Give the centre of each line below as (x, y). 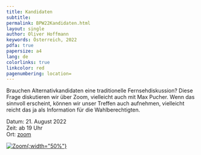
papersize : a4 (24, 51)
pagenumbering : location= (39, 74)
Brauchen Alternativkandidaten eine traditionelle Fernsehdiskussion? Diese (100, 90)
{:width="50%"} (47, 146)
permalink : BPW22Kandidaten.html (48, 23)
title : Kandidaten (29, 12)
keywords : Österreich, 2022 (42, 40)
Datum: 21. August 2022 (36, 122)
